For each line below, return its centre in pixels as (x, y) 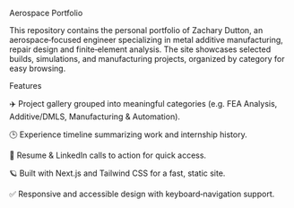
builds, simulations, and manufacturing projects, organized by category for (147, 59)
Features (26, 86)
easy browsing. (38, 68)
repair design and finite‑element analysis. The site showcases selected (140, 49)
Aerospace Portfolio (46, 13)
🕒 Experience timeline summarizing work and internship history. (129, 134)
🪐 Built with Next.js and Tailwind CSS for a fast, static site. (117, 173)
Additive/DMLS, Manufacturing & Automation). (95, 117)
